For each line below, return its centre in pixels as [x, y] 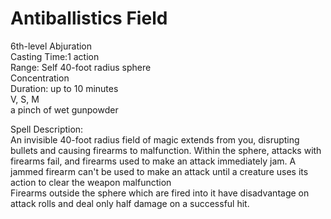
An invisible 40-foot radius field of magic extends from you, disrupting [155, 139]
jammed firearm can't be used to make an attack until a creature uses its [159, 171]
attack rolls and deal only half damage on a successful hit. [130, 203]
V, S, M [25, 99]
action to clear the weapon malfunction [91, 182]
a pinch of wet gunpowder [64, 109]
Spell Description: [47, 129]
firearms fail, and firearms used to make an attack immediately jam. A [153, 161]
